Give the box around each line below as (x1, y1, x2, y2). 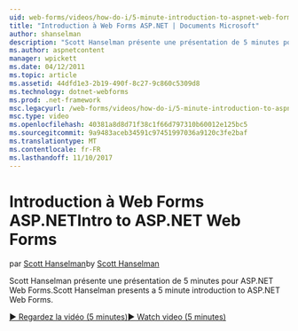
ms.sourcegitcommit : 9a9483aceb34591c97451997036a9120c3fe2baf (9, 129, 248, 138)
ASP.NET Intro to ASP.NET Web (9, 210, 241, 231)
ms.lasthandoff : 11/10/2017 (9, 153, 114, 162)
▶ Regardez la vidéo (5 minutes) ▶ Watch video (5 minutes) (9, 311, 226, 322)
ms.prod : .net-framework (9, 95, 101, 105)
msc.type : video (9, 112, 69, 121)
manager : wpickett (9, 54, 77, 63)
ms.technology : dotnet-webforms (9, 87, 129, 96)
